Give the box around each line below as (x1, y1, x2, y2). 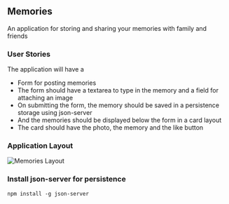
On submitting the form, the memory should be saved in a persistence (17, 101, 219, 109)
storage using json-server (17, 109, 92, 117)
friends (7, 32, 28, 40)
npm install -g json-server (7, 190, 90, 197)
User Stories (7, 49, 51, 59)
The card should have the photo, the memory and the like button (17, 123, 204, 132)
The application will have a (7, 65, 84, 74)
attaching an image (17, 94, 74, 102)
